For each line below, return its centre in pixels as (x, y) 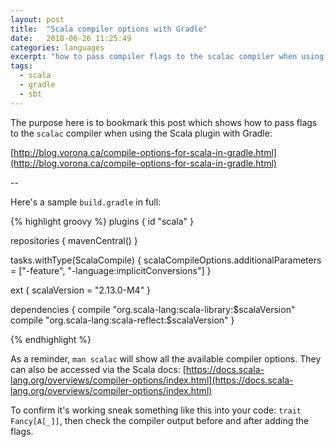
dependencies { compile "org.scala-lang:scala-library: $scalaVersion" (153, 309)
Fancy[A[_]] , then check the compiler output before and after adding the (160, 420)
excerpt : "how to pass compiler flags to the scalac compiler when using (167, 57)
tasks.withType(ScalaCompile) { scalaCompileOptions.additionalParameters (166, 260)
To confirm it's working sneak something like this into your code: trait (156, 410)
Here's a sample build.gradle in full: (86, 202)
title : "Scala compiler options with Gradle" (109, 29)
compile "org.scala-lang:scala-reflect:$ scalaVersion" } (122, 320)
